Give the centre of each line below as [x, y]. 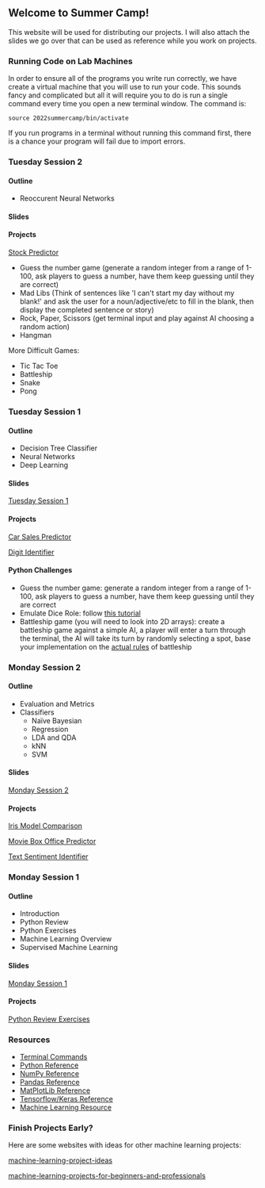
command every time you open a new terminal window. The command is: [127, 104]
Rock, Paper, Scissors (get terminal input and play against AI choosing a [137, 318]
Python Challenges [40, 570]
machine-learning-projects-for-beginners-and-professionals [107, 1176]
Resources [29, 1040]
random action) [44, 327]
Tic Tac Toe [39, 366]
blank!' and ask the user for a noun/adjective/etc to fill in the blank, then [137, 301]
